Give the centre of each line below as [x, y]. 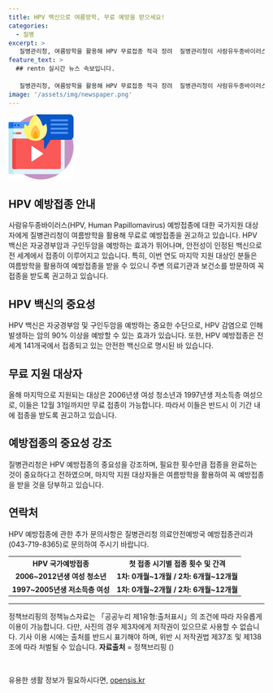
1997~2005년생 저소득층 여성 [61, 589]
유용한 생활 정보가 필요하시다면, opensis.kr [77, 680]
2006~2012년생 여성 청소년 [61, 577]
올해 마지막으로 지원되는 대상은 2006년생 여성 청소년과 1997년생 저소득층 [125, 394]
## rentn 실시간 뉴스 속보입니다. [65, 69]
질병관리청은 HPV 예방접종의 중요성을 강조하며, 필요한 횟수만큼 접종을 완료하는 [133, 464]
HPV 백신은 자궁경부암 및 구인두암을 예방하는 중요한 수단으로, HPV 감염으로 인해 [136, 325]
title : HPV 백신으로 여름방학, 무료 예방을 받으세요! [87, 17]
